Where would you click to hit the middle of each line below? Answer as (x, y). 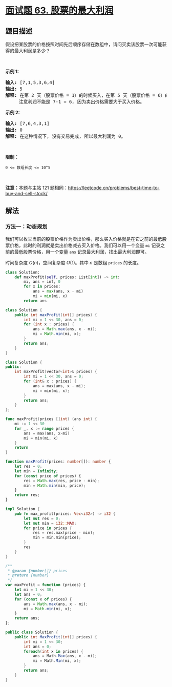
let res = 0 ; (28, 467)
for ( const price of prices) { (48, 476)
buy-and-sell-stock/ (26, 193)
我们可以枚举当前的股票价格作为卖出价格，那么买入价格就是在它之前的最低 (84, 239)
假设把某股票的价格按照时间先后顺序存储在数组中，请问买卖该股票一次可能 (84, 44)
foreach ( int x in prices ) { (53, 651)
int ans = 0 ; (38, 647)
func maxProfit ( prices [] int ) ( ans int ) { (51, 419)
